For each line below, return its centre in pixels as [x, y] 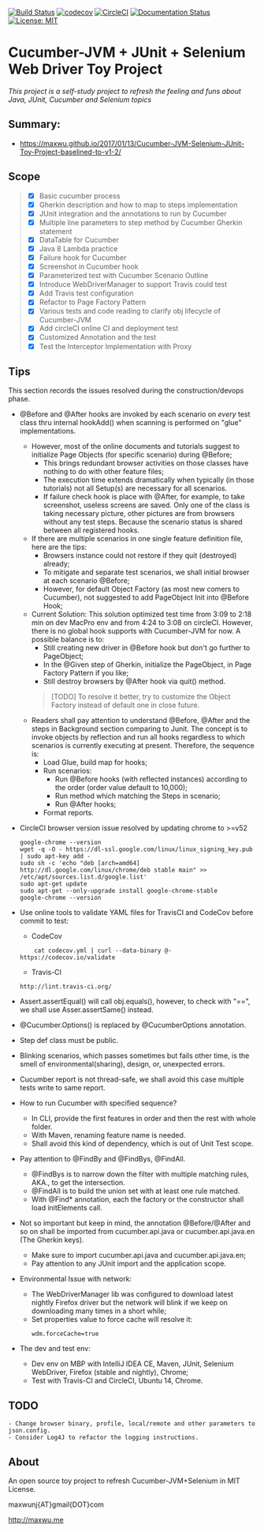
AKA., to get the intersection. [78, 1183]
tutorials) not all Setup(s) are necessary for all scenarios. [135, 488]
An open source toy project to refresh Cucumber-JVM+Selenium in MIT [124, 1481]
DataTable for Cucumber [79, 239]
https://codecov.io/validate [67, 958]
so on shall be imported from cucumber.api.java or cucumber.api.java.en [137, 1232]
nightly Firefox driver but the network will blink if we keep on [130, 1303]
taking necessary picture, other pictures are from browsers [139, 514]
